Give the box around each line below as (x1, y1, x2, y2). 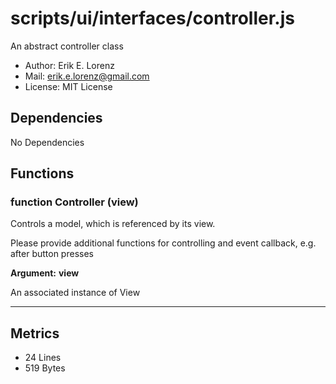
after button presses (10, 248, 94, 260)
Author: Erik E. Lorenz (24, 59, 115, 71)
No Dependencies (10, 136, 85, 148)
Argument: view (10, 267, 80, 279)
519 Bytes (24, 362, 66, 374)
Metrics (10, 325, 60, 342)
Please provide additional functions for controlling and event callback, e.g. (10, 237, 317, 249)
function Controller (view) (10, 195, 139, 209)
